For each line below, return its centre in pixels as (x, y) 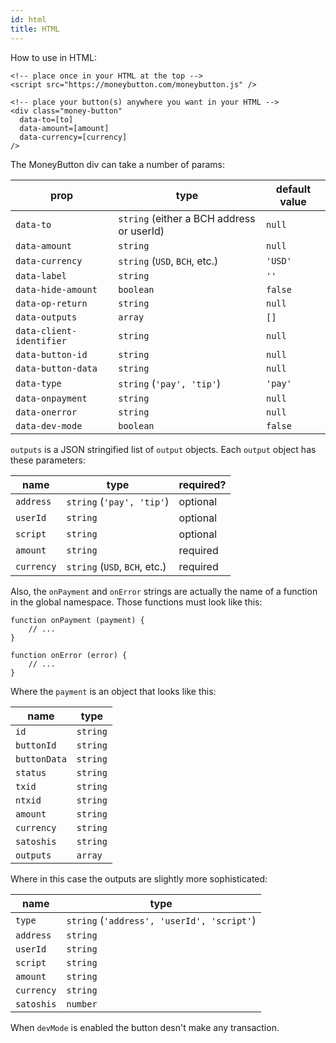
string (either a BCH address (187, 218)
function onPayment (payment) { (77, 620)
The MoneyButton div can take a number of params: (118, 164)
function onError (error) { (69, 655)
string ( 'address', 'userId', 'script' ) (161, 920)
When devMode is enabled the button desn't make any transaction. (145, 1027)
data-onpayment (51, 398)
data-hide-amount (56, 289)
